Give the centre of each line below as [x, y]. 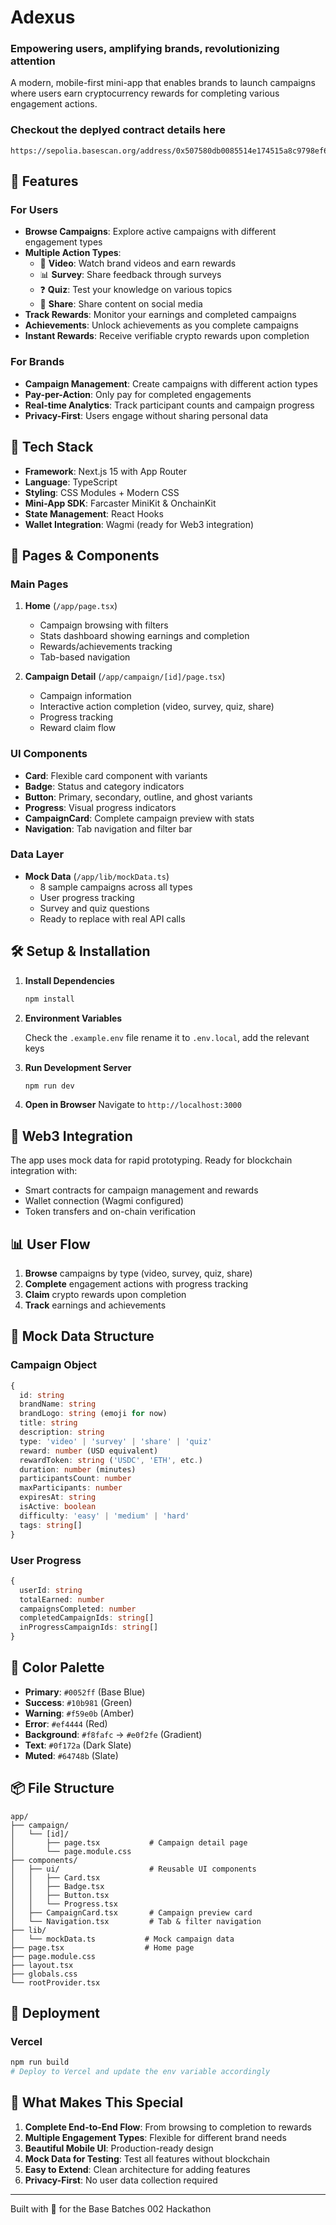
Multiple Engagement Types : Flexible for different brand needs [155, 2137]
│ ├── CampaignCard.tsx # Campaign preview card [131, 1912]
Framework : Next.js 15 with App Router [105, 471]
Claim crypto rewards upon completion [105, 1295]
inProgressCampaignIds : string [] [89, 1627]
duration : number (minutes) [78, 1469]
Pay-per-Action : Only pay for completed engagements [138, 394]
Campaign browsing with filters [104, 625]
